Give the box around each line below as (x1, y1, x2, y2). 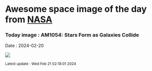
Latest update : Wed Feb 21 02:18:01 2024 (5, 62, 77, 67)
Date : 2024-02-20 (5, 43, 44, 49)
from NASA (5, 14, 52, 25)
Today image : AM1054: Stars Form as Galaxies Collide (5, 32, 140, 38)
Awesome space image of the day (5, 3, 147, 15)
